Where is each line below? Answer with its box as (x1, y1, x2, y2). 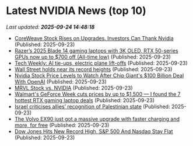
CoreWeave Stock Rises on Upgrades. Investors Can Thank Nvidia (14, 34, 174, 41)
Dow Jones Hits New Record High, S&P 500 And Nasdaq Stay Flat (14, 127, 173, 135)
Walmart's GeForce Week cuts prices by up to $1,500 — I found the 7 (14, 91, 181, 98)
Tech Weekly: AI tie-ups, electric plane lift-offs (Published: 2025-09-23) (14, 60, 188, 67)
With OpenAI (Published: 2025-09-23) (14, 78, 107, 85)
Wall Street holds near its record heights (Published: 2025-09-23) (14, 65, 173, 72)
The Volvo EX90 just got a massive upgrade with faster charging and (14, 115, 180, 122)
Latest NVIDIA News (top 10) (6, 4, 147, 18)
